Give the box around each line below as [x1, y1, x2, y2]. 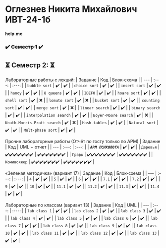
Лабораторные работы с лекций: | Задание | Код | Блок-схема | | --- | [5, 77, 153, 83]
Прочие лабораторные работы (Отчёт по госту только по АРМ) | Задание [5, 138, 161, 144]
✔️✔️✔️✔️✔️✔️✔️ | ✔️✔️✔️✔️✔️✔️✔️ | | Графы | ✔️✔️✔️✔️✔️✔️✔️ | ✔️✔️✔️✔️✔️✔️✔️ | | [5, 151, 153, 157]
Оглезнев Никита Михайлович [5, 3, 137, 15]
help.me [5, 31, 23, 37]
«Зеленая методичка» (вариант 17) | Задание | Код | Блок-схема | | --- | [5, 170, 157, 176]
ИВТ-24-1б [5, 14, 51, 25]
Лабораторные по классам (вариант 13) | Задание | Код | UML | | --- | [5, 202, 152, 208]
